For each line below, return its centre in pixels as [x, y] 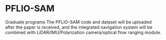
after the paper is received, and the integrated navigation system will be [79, 27]
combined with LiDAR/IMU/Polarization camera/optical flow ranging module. [83, 32]
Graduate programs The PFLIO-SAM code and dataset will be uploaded [79, 22]
